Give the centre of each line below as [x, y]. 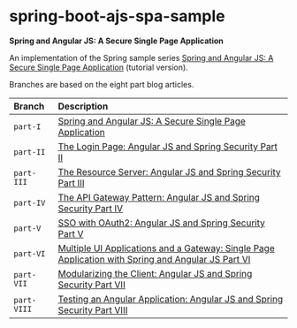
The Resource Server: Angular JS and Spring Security [169, 172]
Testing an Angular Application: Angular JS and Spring [171, 299]
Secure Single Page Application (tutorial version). [99, 67]
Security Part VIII [93, 309]
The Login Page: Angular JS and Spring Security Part [168, 146]
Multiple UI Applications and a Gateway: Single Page [167, 248]
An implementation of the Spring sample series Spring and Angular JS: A [141, 57]
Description [83, 106]
